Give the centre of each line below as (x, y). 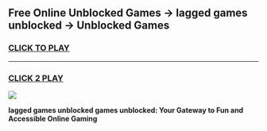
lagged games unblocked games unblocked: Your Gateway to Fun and (126, 110)
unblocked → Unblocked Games (89, 26)
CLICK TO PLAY (39, 48)
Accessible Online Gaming (53, 118)
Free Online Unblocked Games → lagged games (128, 13)
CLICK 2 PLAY (36, 78)
